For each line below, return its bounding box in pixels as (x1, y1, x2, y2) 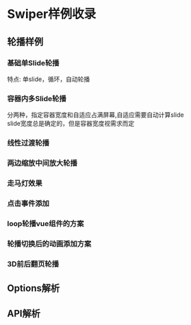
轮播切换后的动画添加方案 (7, 238, 92, 248)
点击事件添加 (7, 199, 50, 208)
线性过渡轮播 (7, 138, 50, 148)
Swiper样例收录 (7, 6, 97, 22)
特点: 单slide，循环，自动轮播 (7, 75, 90, 83)
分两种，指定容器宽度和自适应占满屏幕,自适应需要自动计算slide (7, 111, 184, 119)
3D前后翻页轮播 (7, 259, 60, 269)
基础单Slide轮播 (7, 58, 60, 67)
